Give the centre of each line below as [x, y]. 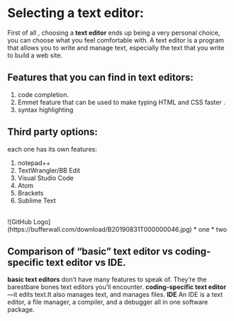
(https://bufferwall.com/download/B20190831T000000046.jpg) [100, 229]
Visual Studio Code [46, 178]
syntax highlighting [45, 109]
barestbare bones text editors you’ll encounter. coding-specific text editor [117, 287]
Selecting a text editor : [76, 13]
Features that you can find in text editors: [100, 78]
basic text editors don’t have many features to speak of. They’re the [107, 280]
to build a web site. [35, 55]
